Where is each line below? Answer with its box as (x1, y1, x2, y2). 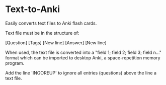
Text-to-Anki (5, 4, 60, 15)
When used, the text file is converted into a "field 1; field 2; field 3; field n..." (5, 49, 162, 55)
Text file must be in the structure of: (5, 30, 79, 36)
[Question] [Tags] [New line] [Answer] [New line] (5, 39, 107, 46)
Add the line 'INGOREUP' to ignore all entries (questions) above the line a (5, 69, 157, 76)
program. (5, 60, 25, 66)
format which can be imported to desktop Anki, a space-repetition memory (5, 54, 160, 61)
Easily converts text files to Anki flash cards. (5, 20, 97, 26)
